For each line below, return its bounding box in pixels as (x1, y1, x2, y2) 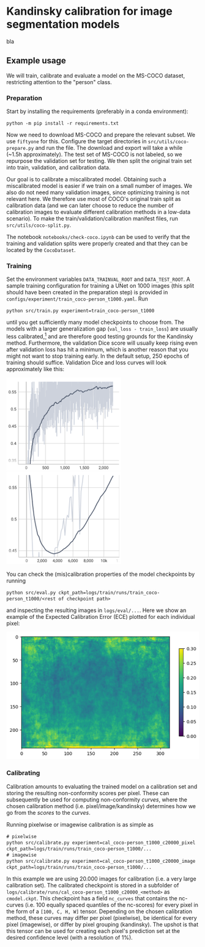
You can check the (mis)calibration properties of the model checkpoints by (6, 570, 195, 578)
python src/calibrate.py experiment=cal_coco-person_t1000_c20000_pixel (6, 839, 196, 846)
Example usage (6, 55, 66, 66)
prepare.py (6, 146, 34, 152)
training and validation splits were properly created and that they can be (6, 240, 188, 247)
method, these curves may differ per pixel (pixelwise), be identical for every (6, 914, 197, 921)
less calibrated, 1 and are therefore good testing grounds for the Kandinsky (6, 332, 193, 340)
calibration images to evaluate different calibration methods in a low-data (6, 208, 191, 216)
